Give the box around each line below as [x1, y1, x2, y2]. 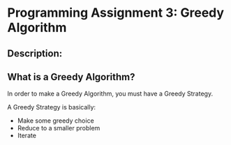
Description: [7, 47, 63, 59]
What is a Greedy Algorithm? [7, 71, 135, 83]
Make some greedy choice [17, 116, 94, 125]
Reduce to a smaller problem [17, 124, 100, 132]
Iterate [17, 131, 37, 140]
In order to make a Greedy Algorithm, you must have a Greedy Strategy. [7, 89, 214, 98]
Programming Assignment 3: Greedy [7, 5, 225, 21]
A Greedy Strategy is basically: [7, 103, 96, 112]
